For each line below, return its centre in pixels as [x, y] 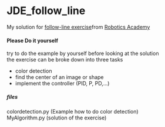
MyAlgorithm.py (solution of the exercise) [57, 118]
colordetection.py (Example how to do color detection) [73, 112]
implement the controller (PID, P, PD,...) [62, 84]
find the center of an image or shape [60, 77]
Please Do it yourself [32, 40]
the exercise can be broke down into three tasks [65, 60]
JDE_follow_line [46, 11]
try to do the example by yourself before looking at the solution [83, 53]
